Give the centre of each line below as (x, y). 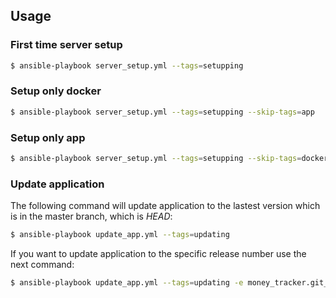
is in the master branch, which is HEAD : (91, 216)
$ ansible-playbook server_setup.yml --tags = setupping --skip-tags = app (162, 112)
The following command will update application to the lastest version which (165, 206)
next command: (42, 265)
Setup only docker (56, 91)
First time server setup (66, 45)
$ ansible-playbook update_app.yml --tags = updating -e (127, 283)
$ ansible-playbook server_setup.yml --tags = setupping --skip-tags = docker (169, 159)
